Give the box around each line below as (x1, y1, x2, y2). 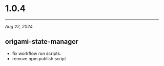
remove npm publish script (12, 55, 66, 61)
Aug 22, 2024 (5, 23, 33, 29)
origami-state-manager (5, 37, 79, 46)
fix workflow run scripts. (12, 50, 61, 56)
